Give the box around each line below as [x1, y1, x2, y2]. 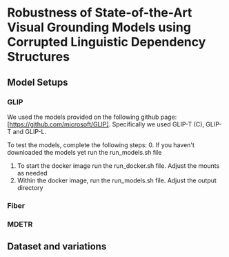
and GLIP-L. [12, 127, 47, 135]
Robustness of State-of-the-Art [7, 5, 192, 21]
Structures [7, 49, 70, 65]
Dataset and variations [7, 240, 107, 253]
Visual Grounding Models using [7, 19, 192, 35]
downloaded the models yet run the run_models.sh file [7, 148, 162, 156]
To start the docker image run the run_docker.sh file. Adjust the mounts [17, 161, 220, 170]
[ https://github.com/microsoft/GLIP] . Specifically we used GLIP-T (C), [7, 120, 205, 128]
